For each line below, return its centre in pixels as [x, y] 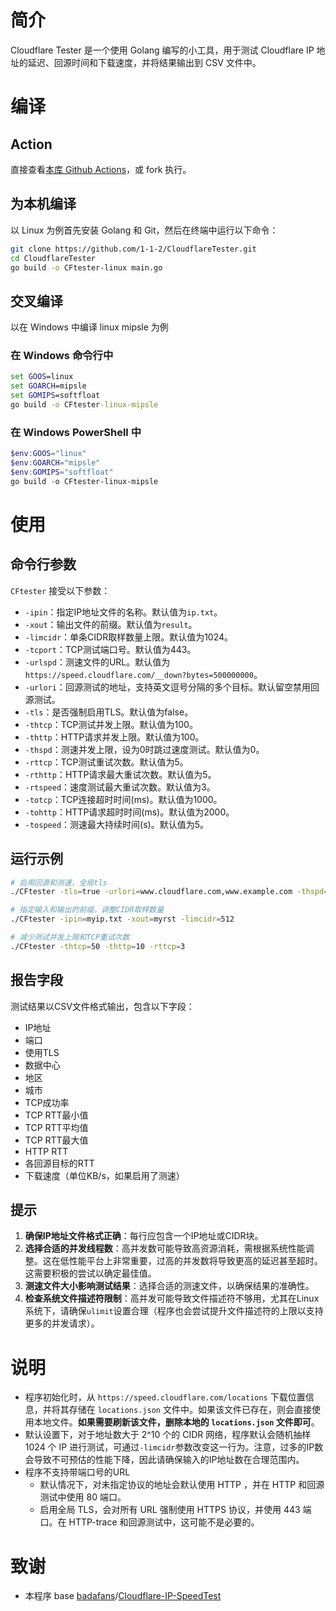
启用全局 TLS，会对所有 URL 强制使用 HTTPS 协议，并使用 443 [170, 1510]
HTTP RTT [46, 1151]
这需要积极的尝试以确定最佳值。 [90, 1273]
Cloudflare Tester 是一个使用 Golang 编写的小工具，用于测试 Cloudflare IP [162, 50]
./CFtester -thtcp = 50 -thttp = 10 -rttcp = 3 [98, 946]
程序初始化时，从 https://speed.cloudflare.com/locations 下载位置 [165, 1397]
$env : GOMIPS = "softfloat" [62, 472]
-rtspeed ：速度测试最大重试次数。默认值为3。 [120, 787]
